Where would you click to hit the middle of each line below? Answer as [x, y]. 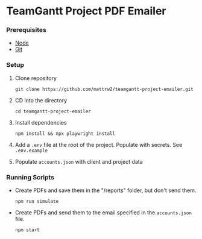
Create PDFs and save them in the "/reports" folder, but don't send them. [106, 190]
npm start [27, 230]
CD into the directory [41, 100]
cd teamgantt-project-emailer [53, 111]
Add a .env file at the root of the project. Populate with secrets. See [99, 144]
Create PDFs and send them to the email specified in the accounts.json [103, 213]
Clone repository [36, 78]
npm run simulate [37, 202]
